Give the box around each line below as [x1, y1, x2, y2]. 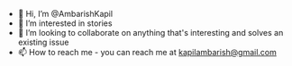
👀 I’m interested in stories [17, 18, 113, 29]
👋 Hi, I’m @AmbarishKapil [17, 9, 114, 19]
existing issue [17, 37, 69, 47]
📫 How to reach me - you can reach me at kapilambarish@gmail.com [17, 47, 278, 57]
